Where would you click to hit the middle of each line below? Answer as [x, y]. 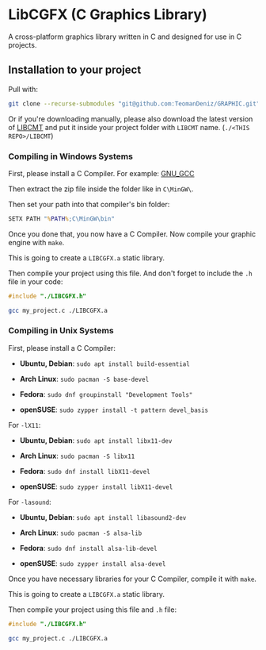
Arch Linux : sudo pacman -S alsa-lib [81, 533]
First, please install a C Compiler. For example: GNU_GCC [101, 173]
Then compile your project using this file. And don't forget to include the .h [130, 273]
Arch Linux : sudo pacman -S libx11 [77, 456]
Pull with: [23, 89]
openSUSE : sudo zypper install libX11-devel [96, 487]
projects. [23, 44]
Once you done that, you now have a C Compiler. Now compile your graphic [132, 234]
